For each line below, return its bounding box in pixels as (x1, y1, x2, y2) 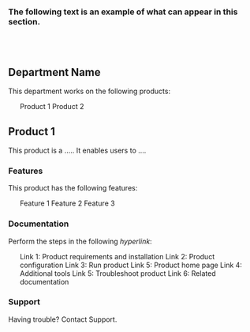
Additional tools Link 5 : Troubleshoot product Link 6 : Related (19, 268, 216, 278)
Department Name (8, 66, 101, 79)
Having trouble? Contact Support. (8, 315, 118, 324)
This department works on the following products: (8, 86, 171, 96)
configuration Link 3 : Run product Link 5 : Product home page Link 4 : (19, 260, 243, 270)
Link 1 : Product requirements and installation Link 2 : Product (19, 251, 215, 261)
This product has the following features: (8, 183, 138, 193)
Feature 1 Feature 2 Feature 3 (19, 198, 116, 208)
